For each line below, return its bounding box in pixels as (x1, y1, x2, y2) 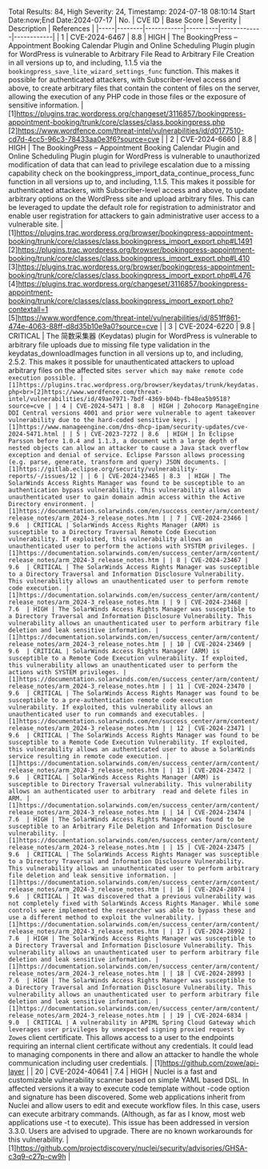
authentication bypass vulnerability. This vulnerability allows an (8, 486, 242, 494)
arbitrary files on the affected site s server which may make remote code (8, 366, 244, 375)
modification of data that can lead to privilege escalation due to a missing (8, 160, 250, 169)
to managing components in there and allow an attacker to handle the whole (8, 1050, 259, 1059)
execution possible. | (8, 374, 84, 382)
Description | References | (8, 24, 94, 33)
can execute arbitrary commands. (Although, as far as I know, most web (8, 1109, 246, 1119)
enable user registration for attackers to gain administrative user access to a (8, 211, 260, 220)
